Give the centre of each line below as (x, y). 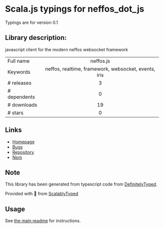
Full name (19, 61)
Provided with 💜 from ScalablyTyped (42, 194)
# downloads (22, 105)
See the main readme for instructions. (43, 221)
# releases (20, 83)
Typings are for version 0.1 (31, 22)
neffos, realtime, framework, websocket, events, (100, 69)
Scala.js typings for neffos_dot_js (75, 9)
